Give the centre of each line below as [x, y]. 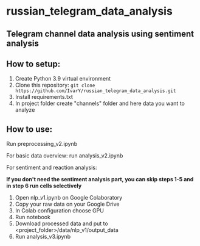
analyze [25, 110]
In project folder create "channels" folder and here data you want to [100, 103]
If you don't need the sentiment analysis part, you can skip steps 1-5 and [100, 179]
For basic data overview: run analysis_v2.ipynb [65, 156]
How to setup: [33, 64]
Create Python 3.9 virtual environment [63, 79]
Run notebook [33, 217]
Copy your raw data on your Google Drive [67, 204]
